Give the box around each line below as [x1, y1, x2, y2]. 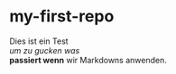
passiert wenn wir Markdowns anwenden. [9, 54, 167, 65]
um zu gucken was [9, 45, 80, 55]
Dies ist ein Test [9, 36, 69, 46]
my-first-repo [9, 6, 115, 27]
